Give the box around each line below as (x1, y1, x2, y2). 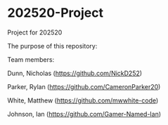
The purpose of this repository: (7, 41, 98, 50)
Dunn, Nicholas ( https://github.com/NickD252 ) (7, 69, 143, 77)
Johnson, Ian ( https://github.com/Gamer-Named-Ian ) (7, 110, 162, 118)
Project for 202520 (7, 28, 63, 37)
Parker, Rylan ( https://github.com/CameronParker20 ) (7, 82, 161, 91)
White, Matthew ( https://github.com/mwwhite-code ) (7, 96, 159, 105)
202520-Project (7, 5, 104, 21)
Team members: (7, 55, 55, 64)
